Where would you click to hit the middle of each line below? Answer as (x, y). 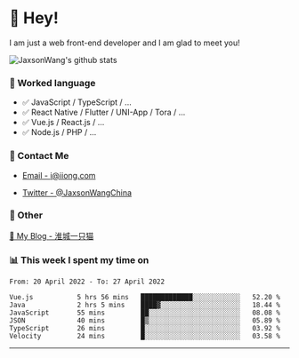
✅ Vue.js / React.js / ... (63, 123)
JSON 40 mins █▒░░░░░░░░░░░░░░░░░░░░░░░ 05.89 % (145, 321)
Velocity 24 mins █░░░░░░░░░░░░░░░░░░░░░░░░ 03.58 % (145, 337)
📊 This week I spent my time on (79, 259)
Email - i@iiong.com (59, 175)
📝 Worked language (53, 83)
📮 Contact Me (39, 156)
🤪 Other (26, 215)
